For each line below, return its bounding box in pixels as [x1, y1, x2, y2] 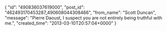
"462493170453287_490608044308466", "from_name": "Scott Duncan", [5, 9, 156, 15]
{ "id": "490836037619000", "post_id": [5, 4, 85, 10]
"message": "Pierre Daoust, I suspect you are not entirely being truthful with [5, 15, 162, 20]
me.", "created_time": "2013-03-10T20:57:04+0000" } [5, 20, 117, 26]
